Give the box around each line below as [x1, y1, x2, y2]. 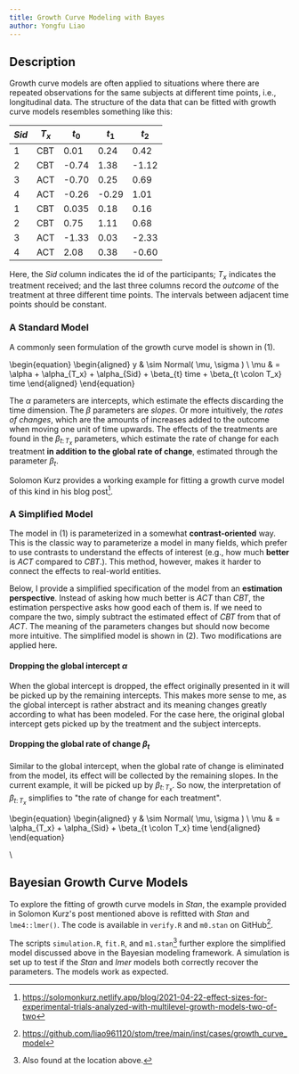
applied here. [9, 640, 58, 651]
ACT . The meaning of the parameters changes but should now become [9, 621, 270, 632]
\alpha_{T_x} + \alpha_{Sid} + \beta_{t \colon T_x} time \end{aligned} [9, 822, 261, 833]
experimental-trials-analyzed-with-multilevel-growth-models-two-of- [21, 1002, 278, 1013]
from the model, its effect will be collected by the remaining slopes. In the [9, 770, 279, 781]
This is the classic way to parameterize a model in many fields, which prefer [9, 537, 287, 548]
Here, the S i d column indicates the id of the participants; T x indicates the [9, 268, 277, 282]
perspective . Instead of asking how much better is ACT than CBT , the [9, 593, 265, 603]
